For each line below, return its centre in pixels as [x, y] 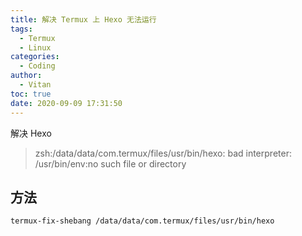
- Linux [35, 47]
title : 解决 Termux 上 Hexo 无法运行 [83, 19]
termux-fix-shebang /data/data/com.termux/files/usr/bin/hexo [142, 221]
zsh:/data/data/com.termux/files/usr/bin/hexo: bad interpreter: [163, 153]
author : [26, 76]
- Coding [37, 66]
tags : [21, 29]
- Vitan [35, 85]
